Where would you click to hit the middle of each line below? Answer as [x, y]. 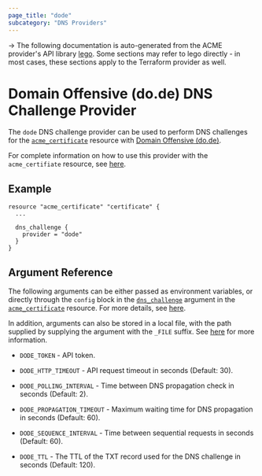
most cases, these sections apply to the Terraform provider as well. [117, 62]
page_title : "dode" [40, 15]
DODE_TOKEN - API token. [57, 356]
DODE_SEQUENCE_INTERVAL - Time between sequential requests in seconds [137, 433]
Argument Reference [61, 272]
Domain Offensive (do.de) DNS [111, 93]
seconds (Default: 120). [57, 465]
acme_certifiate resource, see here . [67, 164]
